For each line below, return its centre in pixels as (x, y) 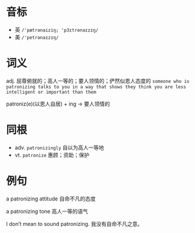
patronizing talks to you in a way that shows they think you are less (96, 87)
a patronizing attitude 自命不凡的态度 (51, 199)
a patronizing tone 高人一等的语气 (47, 211)
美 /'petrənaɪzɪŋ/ (37, 37)
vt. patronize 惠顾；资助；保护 (52, 155)
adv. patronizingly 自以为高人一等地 (59, 147)
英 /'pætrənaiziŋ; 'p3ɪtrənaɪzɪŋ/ (56, 30)
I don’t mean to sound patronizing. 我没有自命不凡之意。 (74, 224)
